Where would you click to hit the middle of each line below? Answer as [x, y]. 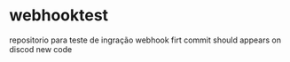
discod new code [41, 49]
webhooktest [59, 15]
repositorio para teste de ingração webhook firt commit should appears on [145, 40]
